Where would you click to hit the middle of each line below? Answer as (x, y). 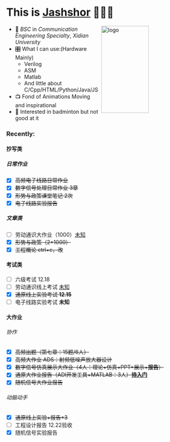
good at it (27, 118)
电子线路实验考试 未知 (42, 302)
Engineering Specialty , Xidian (52, 35)
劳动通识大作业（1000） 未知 (50, 234)
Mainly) (24, 58)
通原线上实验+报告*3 (41, 417)
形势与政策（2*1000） (43, 242)
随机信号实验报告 (36, 432)
